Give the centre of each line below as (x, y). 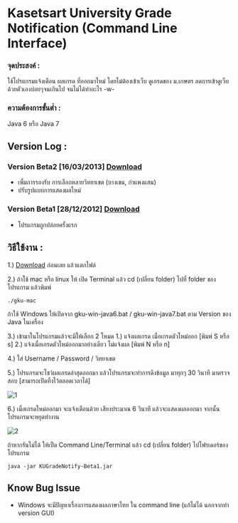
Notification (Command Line (92, 28)
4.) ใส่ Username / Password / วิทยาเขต (61, 358)
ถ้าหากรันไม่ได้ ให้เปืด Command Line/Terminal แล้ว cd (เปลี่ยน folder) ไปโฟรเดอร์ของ (118, 445)
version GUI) (36, 513)
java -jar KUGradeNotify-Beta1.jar (60, 466)
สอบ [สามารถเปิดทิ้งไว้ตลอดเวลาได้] (49, 380)
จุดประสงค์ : (24, 66)
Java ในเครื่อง (26, 321)
